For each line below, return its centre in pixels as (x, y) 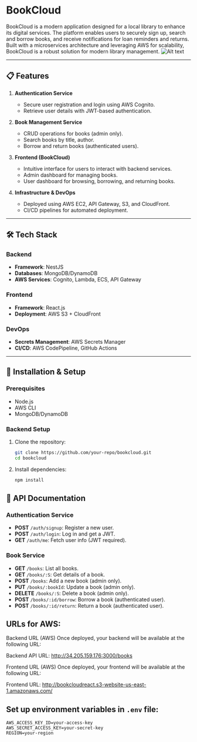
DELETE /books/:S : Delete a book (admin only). (72, 593)
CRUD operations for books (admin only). (73, 133)
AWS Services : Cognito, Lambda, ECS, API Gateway (78, 280)
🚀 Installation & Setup (46, 372)
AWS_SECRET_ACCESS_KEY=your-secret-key (55, 728)
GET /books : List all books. (47, 568)
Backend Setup (28, 429)
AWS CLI (25, 408)
